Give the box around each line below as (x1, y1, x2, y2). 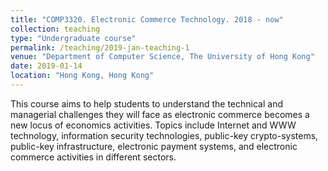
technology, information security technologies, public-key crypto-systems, (10, 129, 319, 141)
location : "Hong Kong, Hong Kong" (10, 71, 155, 81)
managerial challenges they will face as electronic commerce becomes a (10, 108, 310, 120)
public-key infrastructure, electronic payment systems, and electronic (10, 140, 298, 152)
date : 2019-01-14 (10, 61, 83, 71)
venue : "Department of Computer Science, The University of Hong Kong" (10, 52, 315, 62)
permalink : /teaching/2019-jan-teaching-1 (10, 42, 190, 53)
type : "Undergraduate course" (10, 33, 137, 43)
